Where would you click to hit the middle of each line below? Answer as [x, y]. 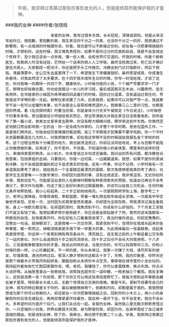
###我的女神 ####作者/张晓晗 [37, 25]
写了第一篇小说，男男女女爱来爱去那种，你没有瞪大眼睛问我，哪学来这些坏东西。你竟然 [82, 121]
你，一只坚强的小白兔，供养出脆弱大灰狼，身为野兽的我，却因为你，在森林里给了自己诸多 [84, 309]
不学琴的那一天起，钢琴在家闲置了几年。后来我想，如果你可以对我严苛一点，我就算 [90, 100]
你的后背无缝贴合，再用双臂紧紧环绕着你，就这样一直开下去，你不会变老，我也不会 [86, 299]
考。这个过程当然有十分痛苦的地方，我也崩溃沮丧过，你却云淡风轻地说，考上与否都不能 [82, 143]
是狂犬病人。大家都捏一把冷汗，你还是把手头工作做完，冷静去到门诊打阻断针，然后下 [80, 68]
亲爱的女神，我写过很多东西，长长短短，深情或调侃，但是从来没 [107, 35]
